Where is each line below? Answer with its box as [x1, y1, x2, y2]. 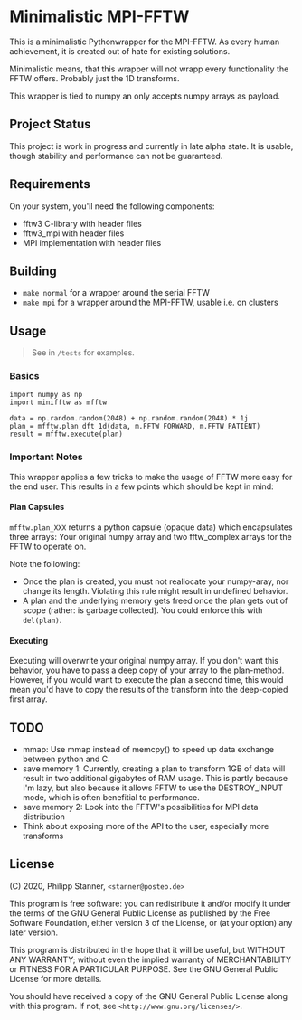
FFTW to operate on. [9, 541, 87, 552]
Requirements [9, 176, 90, 192]
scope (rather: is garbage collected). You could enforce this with [22, 604, 263, 616]
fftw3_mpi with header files [22, 228, 125, 239]
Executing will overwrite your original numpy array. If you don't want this [9, 656, 278, 666]
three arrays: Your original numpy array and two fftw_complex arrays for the [9, 531, 292, 542]
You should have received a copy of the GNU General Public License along [9, 990, 288, 1001]
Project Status [9, 117, 92, 132]
